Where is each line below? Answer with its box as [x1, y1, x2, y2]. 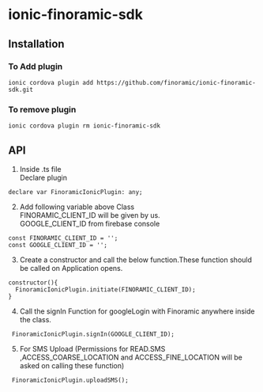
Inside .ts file [19, 164, 62, 173]
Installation [8, 37, 65, 51]
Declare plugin [19, 173, 67, 182]
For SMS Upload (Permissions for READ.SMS [19, 344, 166, 353]
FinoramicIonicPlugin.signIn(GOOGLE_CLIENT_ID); [11, 330, 175, 338]
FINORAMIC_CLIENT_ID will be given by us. [19, 210, 160, 219]
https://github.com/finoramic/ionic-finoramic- [96, 78, 257, 86]
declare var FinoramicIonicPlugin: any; [8, 188, 144, 196]
